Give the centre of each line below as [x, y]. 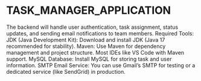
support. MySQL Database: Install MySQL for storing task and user [89, 59]
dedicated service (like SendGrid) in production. [66, 71]
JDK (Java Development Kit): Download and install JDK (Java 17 [86, 40]
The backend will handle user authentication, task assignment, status [92, 27]
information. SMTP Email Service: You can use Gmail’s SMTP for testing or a [101, 65]
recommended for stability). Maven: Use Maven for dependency [86, 46]
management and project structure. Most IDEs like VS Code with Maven [95, 52]
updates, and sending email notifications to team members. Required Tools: [100, 33]
